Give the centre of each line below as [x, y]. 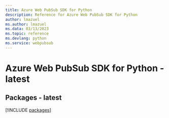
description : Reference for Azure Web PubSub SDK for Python [72, 15]
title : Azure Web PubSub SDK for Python [49, 10]
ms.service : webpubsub [29, 43]
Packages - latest [34, 98]
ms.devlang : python [26, 39]
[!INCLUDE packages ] [28, 110]
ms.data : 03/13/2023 [27, 29]
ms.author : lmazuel [26, 24]
